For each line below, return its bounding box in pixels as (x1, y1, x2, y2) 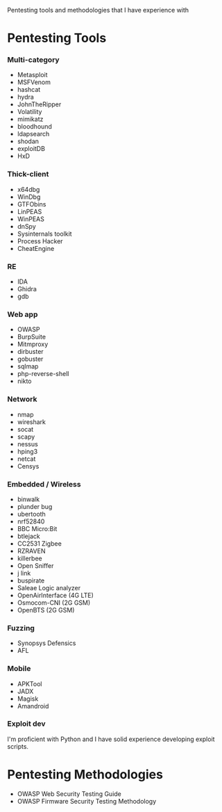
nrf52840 (17, 517, 45, 526)
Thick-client (7, 170, 49, 179)
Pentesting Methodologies (7, 767, 163, 783)
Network (7, 394, 37, 404)
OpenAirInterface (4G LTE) (17, 591, 94, 599)
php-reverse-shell (17, 370, 69, 378)
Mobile (7, 664, 31, 674)
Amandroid (17, 701, 49, 710)
